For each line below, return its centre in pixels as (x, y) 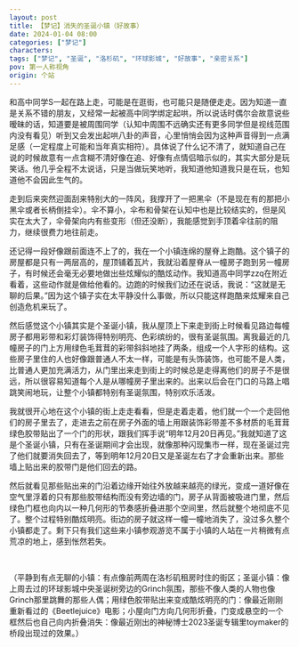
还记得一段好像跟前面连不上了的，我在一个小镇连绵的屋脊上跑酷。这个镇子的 (149, 251)
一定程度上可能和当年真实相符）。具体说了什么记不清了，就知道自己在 (159, 146)
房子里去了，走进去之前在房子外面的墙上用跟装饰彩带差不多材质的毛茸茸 (157, 422)
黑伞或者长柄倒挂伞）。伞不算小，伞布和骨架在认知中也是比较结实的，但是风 (148, 209)
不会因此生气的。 (56, 180)
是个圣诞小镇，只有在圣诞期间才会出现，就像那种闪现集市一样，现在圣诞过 (145, 444)
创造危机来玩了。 (40, 306)
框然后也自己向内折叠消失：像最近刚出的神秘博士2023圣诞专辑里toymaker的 (149, 622)
